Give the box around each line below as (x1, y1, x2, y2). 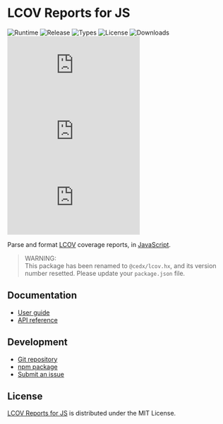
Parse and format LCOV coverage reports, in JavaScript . (7, 240, 171, 248)
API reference (17, 315, 58, 324)
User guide (17, 308, 50, 317)
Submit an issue (17, 370, 65, 378)
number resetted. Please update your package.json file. (24, 269, 186, 277)
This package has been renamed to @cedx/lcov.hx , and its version (24, 261, 217, 269)
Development (7, 337, 68, 349)
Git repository (17, 355, 58, 363)
